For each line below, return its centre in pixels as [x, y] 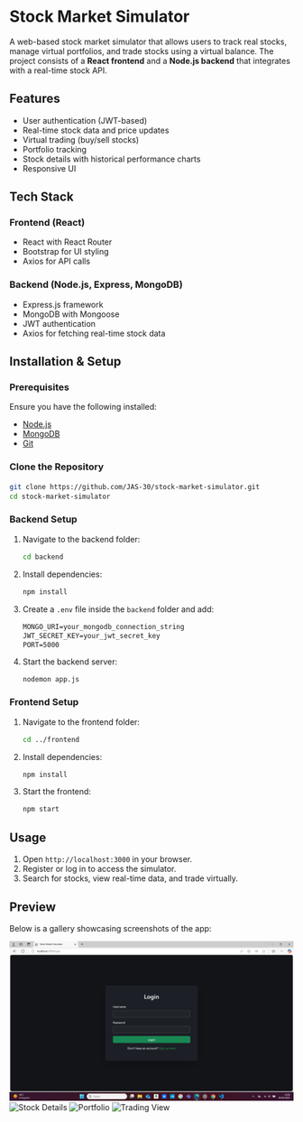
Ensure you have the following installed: [83, 407]
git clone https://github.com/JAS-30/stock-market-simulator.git [134, 487]
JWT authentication [59, 323]
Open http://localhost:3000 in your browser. [107, 859]
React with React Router [67, 242]
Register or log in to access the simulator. [99, 869]
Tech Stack [41, 197]
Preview [33, 907]
